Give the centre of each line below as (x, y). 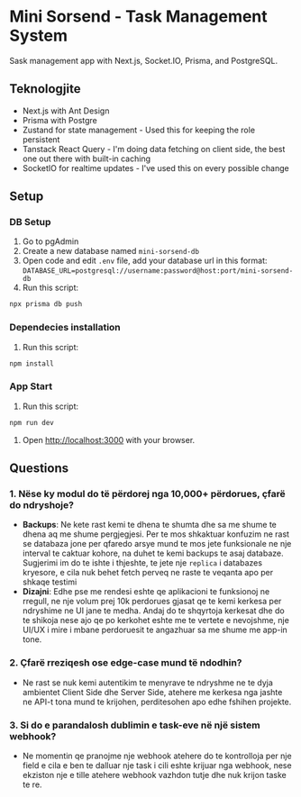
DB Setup (30, 222)
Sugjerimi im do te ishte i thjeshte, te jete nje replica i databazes (142, 563)
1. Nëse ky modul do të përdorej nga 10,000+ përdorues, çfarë (147, 494)
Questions (39, 469)
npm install (32, 363)
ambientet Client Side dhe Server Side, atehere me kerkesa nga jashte (152, 692)
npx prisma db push (46, 304)
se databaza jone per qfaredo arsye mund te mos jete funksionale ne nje (157, 544)
